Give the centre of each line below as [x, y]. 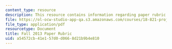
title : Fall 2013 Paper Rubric [39, 34]
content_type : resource [31, 10]
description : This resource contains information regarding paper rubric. [87, 15]
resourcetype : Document [31, 29]
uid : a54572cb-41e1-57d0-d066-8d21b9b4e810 [52, 39]
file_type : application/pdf [35, 24]
